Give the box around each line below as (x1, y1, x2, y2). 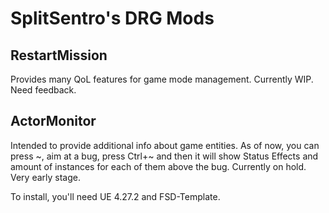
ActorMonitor (10, 113, 97, 130)
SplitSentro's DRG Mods (10, 7, 215, 30)
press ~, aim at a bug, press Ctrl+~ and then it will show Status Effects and (10, 150, 319, 162)
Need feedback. (10, 84, 77, 96)
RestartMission (10, 47, 108, 64)
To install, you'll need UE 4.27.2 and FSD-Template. (10, 190, 221, 202)
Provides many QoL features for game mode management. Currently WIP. (10, 73, 314, 85)
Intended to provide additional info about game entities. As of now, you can (10, 139, 320, 151)
